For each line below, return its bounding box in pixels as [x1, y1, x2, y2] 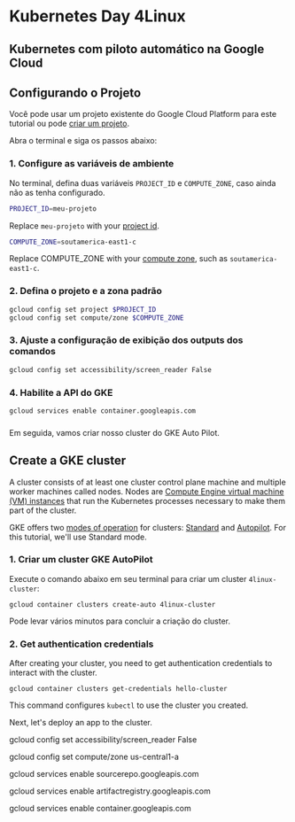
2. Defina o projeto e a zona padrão [9, 285, 162, 298]
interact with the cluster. [9, 667, 97, 679]
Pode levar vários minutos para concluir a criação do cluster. [9, 616, 230, 626]
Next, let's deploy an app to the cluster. [9, 717, 152, 728]
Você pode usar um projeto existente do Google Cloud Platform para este [9, 109, 277, 120]
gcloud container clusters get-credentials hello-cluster [9, 685, 228, 694]
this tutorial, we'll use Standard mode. [9, 531, 148, 542]
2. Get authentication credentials [9, 638, 154, 650]
